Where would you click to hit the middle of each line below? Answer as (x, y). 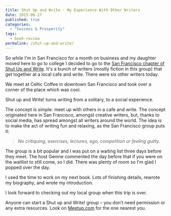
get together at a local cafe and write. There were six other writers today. (82, 74)
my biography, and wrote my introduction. (49, 183)
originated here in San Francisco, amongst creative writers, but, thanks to (82, 115)
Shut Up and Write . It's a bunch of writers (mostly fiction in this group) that (84, 69)
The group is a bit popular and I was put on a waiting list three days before (83, 151)
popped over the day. (28, 167)
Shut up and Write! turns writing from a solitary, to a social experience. (80, 99)
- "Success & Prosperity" (38, 29)
